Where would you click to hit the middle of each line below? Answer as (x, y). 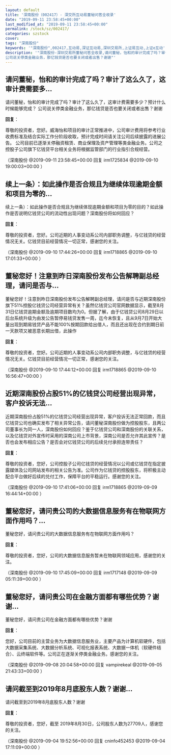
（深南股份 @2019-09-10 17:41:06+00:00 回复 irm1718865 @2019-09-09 (81, 487)
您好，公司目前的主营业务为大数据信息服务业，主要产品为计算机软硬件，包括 (85, 641)
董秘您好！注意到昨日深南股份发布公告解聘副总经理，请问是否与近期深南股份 (85, 299)
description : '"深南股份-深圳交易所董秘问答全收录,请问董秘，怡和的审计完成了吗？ (83, 53)
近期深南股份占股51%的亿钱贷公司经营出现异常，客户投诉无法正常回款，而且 (85, 416)
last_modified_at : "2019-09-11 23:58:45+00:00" (57, 24)
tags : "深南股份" (22, 43)
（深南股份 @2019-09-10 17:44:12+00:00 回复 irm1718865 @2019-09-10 (81, 370)
